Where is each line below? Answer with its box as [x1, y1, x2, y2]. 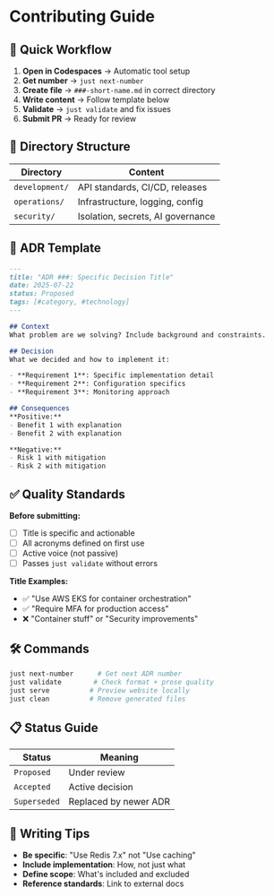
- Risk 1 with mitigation [9, 453, 106, 462]
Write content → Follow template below [21, 94, 170, 105]
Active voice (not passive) [21, 548, 119, 559]
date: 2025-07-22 [9, 280, 74, 290]
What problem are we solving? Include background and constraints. [9, 330, 267, 340]
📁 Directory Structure [9, 139, 132, 154]
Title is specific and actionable [21, 527, 136, 538]
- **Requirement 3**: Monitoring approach [9, 388, 170, 397]
